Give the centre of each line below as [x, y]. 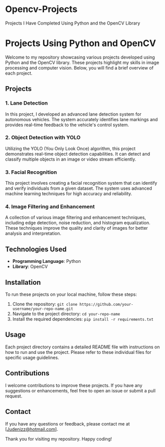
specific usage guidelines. [32, 357]
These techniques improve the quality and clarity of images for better [77, 228]
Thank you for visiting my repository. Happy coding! [58, 438]
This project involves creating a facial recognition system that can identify [81, 183]
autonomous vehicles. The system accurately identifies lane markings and [81, 119]
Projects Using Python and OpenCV [81, 43]
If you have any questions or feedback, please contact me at [67, 423]
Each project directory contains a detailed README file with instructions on [82, 347]
